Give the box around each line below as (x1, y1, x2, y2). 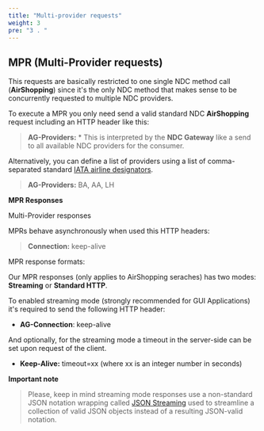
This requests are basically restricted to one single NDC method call (8, 77, 231, 86)
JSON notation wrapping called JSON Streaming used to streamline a (27, 398, 255, 408)
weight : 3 (8, 19, 41, 27)
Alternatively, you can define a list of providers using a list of (8, 156, 206, 166)
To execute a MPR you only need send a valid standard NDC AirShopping (8, 109, 250, 119)
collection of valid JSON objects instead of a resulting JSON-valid (27, 406, 243, 416)
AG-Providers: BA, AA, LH (27, 180, 115, 190)
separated (8, 165, 42, 174)
